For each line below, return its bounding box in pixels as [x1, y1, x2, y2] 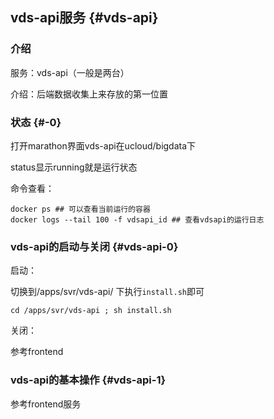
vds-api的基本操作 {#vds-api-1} [10, 373, 167, 387]
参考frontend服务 [10, 398, 82, 410]
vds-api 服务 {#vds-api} [10, 9, 159, 27]
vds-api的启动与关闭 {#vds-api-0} [10, 239, 179, 253]
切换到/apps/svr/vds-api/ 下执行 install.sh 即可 [10, 286, 205, 298]
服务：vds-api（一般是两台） [10, 66, 130, 78]
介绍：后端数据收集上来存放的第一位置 [10, 88, 168, 100]
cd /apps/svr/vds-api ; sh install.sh [10, 306, 172, 316]
